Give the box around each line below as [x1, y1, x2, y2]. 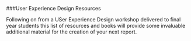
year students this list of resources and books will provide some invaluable [6, 23, 186, 29]
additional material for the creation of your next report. [6, 28, 137, 35]
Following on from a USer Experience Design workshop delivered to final [6, 16, 181, 23]
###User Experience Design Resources [6, 5, 101, 12]
